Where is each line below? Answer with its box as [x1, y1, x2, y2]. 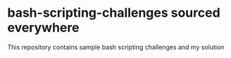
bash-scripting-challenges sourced [7, 5, 220, 21]
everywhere [7, 20, 80, 36]
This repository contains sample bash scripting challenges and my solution [7, 43, 225, 51]
